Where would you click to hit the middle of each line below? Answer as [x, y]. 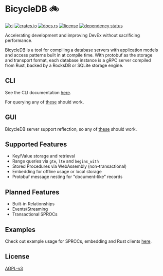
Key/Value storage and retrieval [44, 156]
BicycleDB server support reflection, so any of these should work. [71, 129]
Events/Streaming [30, 209]
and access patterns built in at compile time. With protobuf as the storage [79, 55]
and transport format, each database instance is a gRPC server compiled [78, 60]
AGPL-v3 [14, 268]
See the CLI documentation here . [38, 92]
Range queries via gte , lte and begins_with [55, 161]
